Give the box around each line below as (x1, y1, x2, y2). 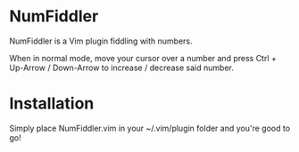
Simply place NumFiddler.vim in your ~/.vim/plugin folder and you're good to (9, 123, 291, 133)
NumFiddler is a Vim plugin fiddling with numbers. (9, 36, 194, 46)
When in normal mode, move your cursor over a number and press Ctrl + (9, 52, 277, 63)
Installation (9, 93, 95, 114)
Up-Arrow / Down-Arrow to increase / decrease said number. (9, 62, 234, 73)
